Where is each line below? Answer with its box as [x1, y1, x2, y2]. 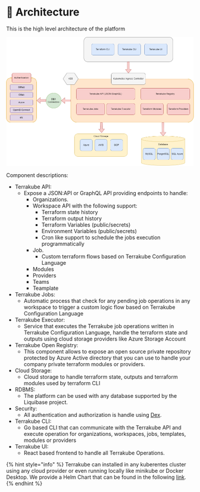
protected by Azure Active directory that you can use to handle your [23, 354, 191, 361]
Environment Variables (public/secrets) [41, 228, 137, 235]
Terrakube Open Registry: [14, 342, 79, 349]
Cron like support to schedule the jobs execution [41, 234, 161, 241]
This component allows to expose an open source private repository [23, 348, 192, 355]
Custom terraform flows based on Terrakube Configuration [41, 253, 186, 260]
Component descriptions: [6, 172, 68, 179]
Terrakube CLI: [14, 417, 52, 425]
